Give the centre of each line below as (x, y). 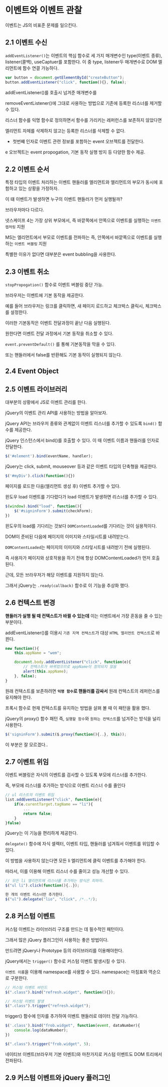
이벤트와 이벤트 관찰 (44, 10)
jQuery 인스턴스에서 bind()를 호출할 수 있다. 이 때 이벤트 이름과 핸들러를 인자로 (82, 440)
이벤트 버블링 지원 (31, 244)
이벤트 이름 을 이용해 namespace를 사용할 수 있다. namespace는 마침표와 (76, 972)
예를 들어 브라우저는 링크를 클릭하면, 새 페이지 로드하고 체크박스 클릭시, (75, 306)
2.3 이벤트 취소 (27, 271)
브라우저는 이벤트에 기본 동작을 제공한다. (45, 295)
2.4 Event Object (32, 371)
